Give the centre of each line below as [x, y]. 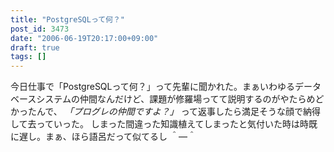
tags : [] [28, 57]
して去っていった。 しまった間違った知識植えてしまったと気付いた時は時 [159, 124]
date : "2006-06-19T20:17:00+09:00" [84, 38]
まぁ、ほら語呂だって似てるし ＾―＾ [120, 137]
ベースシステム [41, 99]
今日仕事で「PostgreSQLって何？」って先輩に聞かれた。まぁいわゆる [153, 87]
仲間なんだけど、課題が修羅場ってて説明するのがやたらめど [202, 99]
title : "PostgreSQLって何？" [68, 19]
